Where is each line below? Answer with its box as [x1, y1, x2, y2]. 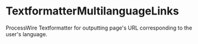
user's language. [5, 30, 48, 37]
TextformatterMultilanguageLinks [5, 4, 179, 18]
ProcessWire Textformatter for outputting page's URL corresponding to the [5, 24, 193, 31]
